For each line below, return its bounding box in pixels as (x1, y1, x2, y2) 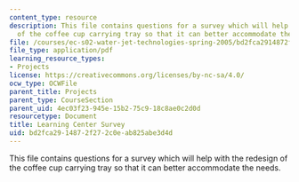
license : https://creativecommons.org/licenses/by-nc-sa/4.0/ (9, 71, 245, 80)
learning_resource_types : (9, 54, 105, 63)
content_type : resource (9, 12, 98, 22)
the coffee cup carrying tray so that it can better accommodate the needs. (9, 162, 282, 173)
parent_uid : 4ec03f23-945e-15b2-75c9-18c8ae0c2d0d (9, 104, 201, 113)
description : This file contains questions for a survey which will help (9, 21, 289, 30)
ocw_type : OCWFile (9, 79, 77, 88)
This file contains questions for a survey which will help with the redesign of (9, 153, 288, 163)
